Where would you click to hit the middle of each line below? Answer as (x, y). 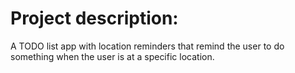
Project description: (94, 18)
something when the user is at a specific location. (112, 56)
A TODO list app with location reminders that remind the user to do (147, 46)
